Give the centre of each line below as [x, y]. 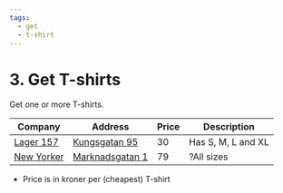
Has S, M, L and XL [229, 142]
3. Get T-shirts [65, 79]
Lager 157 [36, 142]
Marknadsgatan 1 [110, 157]
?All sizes [209, 157]
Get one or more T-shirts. [57, 104]
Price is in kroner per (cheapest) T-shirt [96, 179]
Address [111, 127]
